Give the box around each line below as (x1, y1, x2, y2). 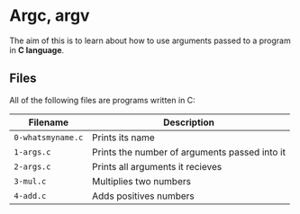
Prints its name (91, 131, 155, 144)
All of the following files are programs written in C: (9, 94, 195, 105)
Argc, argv (9, 5, 90, 26)
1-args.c (14, 147, 51, 157)
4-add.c (14, 191, 47, 201)
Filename (28, 116, 69, 129)
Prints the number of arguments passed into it (91, 146, 286, 158)
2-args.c (14, 161, 51, 172)
